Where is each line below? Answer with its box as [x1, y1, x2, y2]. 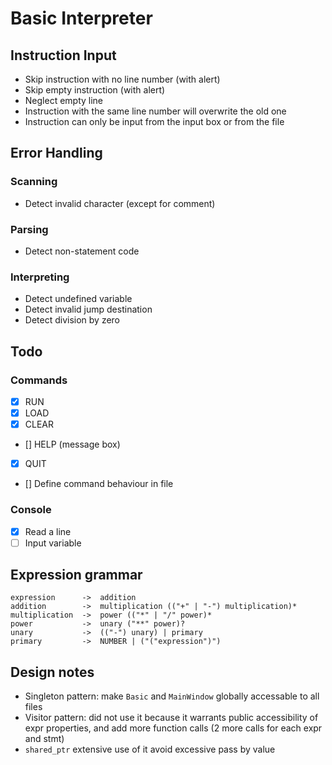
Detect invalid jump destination [24, 303, 153, 316]
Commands [10, 373, 68, 387]
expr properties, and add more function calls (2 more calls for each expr [24, 722, 323, 734]
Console [10, 503, 52, 517]
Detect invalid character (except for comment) [24, 197, 216, 209]
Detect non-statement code [24, 245, 140, 257]
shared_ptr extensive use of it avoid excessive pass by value [24, 743, 276, 756]
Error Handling [10, 145, 103, 162]
